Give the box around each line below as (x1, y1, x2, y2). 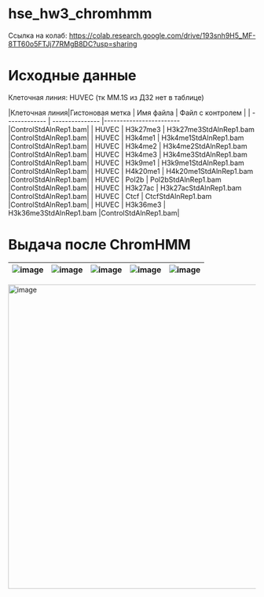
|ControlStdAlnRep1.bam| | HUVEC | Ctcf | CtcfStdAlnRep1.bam (8, 191, 212, 201)
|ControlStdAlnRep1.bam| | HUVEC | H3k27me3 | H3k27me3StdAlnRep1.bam (8, 124, 255, 134)
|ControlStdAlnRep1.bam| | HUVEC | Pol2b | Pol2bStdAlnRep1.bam (8, 175, 222, 184)
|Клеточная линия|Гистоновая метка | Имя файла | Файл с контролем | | (8, 108, 251, 117)
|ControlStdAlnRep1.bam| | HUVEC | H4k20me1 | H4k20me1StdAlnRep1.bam (8, 166, 254, 175)
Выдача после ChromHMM (8, 236, 191, 254)
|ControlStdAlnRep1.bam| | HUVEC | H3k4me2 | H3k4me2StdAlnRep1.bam (8, 141, 247, 150)
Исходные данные (8, 67, 137, 85)
